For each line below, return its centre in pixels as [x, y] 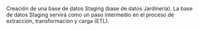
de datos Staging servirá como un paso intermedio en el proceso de [90, 15]
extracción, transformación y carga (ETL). [58, 21]
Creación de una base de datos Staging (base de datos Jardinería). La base [99, 9]
